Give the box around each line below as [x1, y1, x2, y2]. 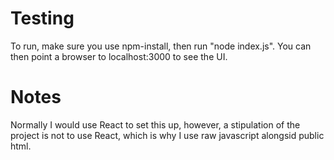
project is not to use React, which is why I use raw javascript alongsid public [10, 129, 325, 141]
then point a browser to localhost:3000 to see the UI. [10, 50, 228, 62]
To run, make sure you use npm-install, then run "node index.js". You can [10, 40, 312, 52]
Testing [10, 7, 75, 30]
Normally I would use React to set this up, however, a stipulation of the [10, 118, 301, 131]
